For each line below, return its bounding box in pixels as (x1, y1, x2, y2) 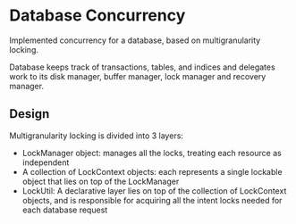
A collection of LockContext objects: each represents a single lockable (21, 166, 283, 177)
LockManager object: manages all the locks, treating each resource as (21, 147, 282, 158)
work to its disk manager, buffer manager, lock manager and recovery (9, 71, 266, 81)
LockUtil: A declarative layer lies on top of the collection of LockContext (21, 185, 287, 196)
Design (9, 106, 50, 121)
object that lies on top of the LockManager (21, 176, 180, 187)
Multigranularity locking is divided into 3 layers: (9, 130, 183, 141)
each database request (21, 204, 108, 215)
